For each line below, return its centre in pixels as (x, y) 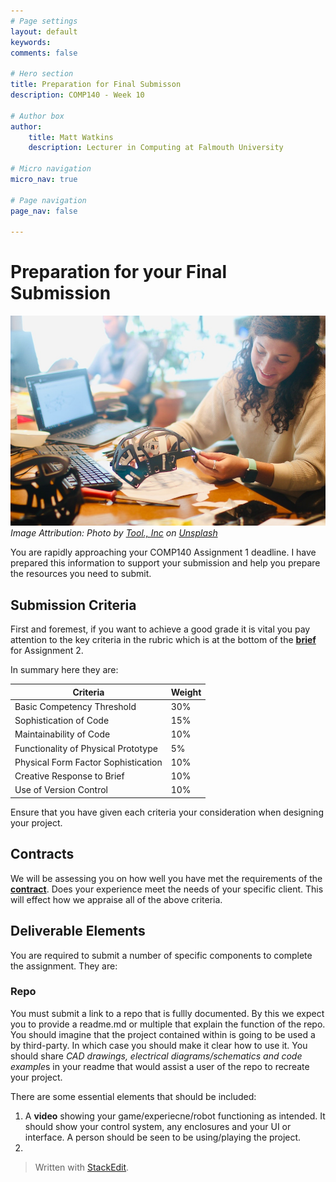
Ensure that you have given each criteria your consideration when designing (167, 812)
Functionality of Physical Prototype (86, 748)
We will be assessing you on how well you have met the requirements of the (166, 878)
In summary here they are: (64, 670)
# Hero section (42, 74)
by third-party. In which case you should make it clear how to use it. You (159, 1045)
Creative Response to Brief (69, 776)
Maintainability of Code (62, 734)
